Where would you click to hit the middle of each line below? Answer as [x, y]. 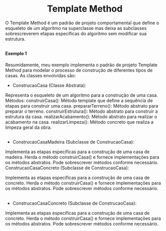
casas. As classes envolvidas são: [41, 75]
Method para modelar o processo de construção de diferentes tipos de [79, 70]
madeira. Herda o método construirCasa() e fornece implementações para [82, 157]
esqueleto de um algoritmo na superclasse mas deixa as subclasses [76, 28]
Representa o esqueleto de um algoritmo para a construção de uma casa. [81, 95]
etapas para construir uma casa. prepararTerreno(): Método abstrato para [82, 106]
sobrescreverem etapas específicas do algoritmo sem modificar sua [76, 33]
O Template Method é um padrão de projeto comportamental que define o [82, 23]
